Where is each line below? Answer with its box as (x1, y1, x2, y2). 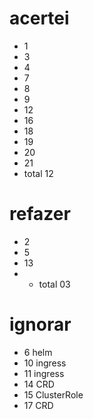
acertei (9, 7, 70, 30)
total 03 (38, 278, 71, 290)
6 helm (23, 346, 53, 358)
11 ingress (23, 367, 65, 379)
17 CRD (23, 399, 54, 411)
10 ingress (23, 357, 67, 369)
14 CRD (23, 378, 55, 390)
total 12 (23, 167, 54, 179)
